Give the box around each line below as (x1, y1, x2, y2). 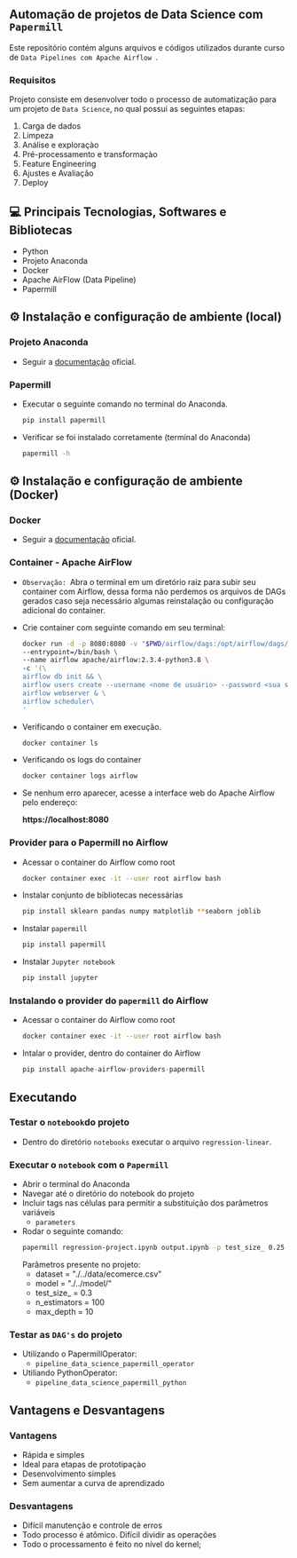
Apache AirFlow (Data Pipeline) (21, 274, 137, 285)
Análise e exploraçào (21, 139, 99, 150)
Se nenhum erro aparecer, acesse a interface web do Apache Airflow (21, 787, 276, 798)
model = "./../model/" (35, 1277, 113, 1288)
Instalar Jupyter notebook (21, 956, 115, 967)
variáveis (21, 1207, 56, 1218)
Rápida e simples (21, 1449, 85, 1459)
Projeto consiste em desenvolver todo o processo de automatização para (9, 94, 277, 105)
